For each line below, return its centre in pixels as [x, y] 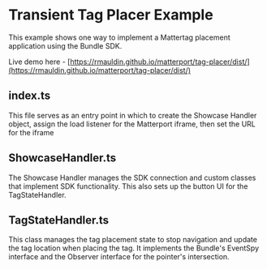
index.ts [30, 96]
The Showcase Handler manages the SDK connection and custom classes [132, 177]
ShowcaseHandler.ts [62, 158]
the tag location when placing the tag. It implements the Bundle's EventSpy [134, 248]
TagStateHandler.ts [59, 220]
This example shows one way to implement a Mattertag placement [120, 37]
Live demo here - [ [39, 62]
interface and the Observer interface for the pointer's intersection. [119, 257]
